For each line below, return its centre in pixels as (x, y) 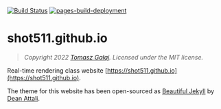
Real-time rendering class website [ (57, 70)
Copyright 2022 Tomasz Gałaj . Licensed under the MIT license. (114, 57)
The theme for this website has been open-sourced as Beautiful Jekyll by (111, 91)
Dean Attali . (23, 98)
